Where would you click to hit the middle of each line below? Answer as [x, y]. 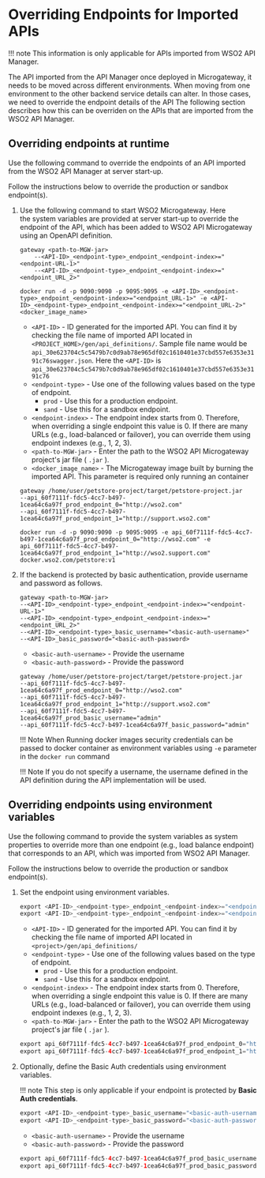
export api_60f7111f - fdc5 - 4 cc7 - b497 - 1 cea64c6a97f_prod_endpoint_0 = [133, 1044]
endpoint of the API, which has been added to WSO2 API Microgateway [136, 227]
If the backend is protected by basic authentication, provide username [134, 574]
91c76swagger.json [62, 361]
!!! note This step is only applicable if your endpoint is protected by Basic [138, 1090]
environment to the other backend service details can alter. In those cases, [129, 93]
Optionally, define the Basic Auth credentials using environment [123, 1067]
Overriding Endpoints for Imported [123, 15]
